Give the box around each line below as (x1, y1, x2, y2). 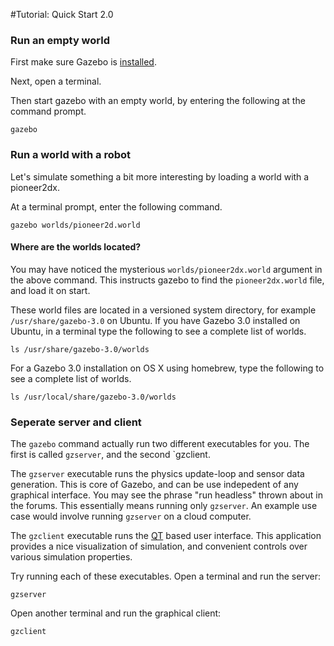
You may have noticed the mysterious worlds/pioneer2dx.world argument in (10, 263, 323, 275)
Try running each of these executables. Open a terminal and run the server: (10, 570, 321, 583)
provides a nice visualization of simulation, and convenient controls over (10, 540, 308, 553)
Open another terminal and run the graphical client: (10, 607, 222, 619)
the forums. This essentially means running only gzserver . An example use (10, 500, 318, 512)
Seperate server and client (10, 415, 142, 429)
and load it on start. (10, 284, 91, 296)
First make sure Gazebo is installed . (10, 56, 157, 68)
